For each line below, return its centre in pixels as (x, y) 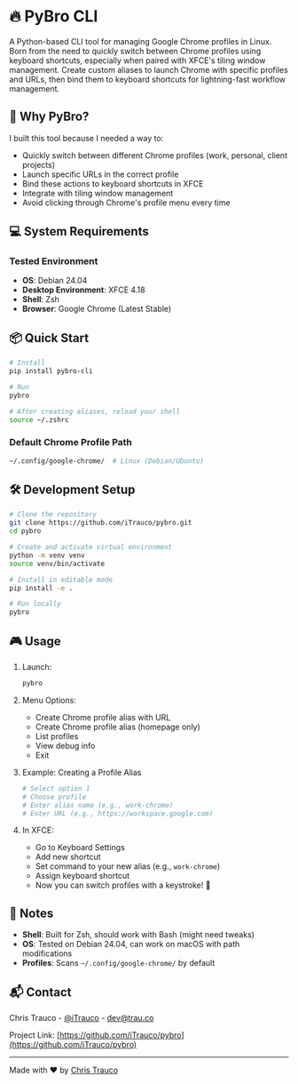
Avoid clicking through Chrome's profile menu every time (126, 203)
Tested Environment (54, 261)
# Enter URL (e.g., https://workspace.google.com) (118, 813)
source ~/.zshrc (39, 419)
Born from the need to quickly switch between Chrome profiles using (135, 51)
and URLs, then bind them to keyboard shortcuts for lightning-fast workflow (148, 79)
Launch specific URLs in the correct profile (100, 174)
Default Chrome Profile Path (71, 442)
